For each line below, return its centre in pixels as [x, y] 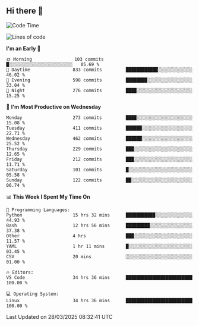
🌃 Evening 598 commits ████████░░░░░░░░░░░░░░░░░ [99, 80]
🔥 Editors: [20, 272]
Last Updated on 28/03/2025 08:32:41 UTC [59, 316]
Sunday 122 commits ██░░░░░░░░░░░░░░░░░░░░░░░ [99, 180]
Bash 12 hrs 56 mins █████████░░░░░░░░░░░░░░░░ [99, 225]
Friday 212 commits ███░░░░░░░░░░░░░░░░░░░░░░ [99, 159]
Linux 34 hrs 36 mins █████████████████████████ [99, 300]
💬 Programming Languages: [38, 210]
